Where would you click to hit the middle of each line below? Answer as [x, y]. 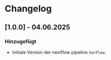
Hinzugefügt [20, 41]
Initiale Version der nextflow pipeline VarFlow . [59, 52]
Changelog [28, 9]
